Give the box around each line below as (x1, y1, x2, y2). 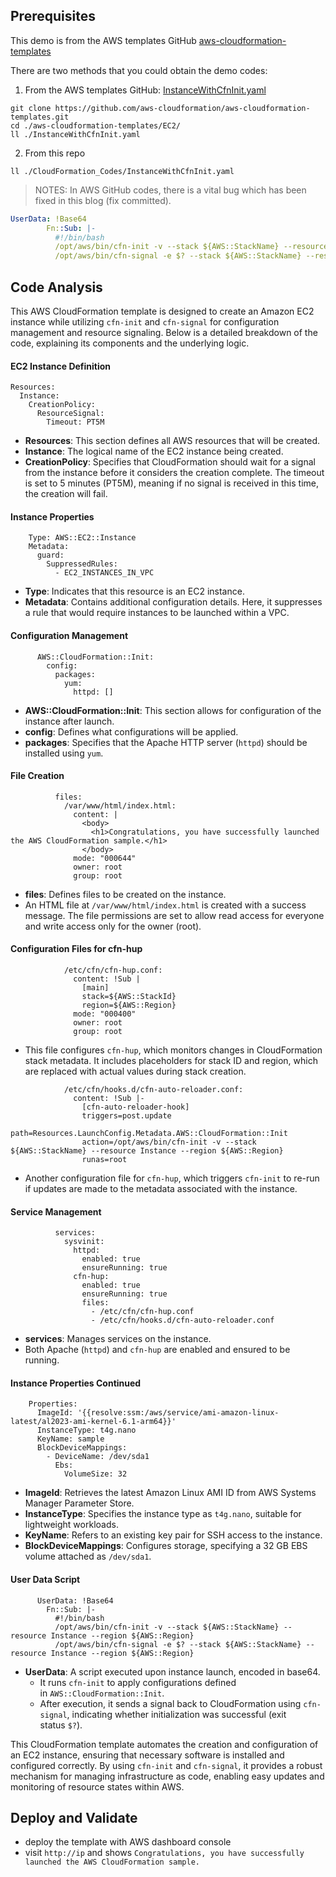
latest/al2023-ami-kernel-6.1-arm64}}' (10, 1417, 177, 1427)
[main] (81, 983, 110, 993)
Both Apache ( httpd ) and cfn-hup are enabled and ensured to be (24, 1344, 291, 1356)
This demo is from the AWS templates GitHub (10, 34, 197, 46)
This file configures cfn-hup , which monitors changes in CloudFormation (24, 1044, 323, 1056)
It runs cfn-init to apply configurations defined (39, 1676, 237, 1688)
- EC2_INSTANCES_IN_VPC (54, 568, 155, 578)
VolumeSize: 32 (63, 1469, 128, 1479)
